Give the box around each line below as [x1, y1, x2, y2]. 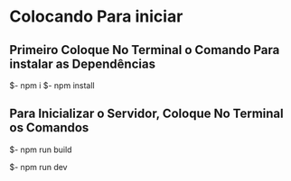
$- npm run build [9, 144, 72, 155]
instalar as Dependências [9, 56, 156, 71]
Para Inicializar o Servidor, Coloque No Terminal [9, 106, 284, 122]
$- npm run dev [9, 161, 68, 172]
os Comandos [9, 120, 89, 136]
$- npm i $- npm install [9, 80, 95, 91]
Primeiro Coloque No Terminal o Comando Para [9, 42, 280, 58]
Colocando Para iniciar [9, 6, 183, 27]
